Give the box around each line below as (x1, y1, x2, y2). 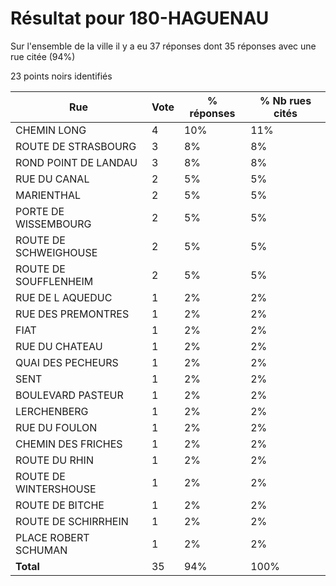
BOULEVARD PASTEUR (15, 388, 124, 402)
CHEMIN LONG (15, 123, 87, 137)
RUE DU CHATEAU (15, 339, 103, 353)
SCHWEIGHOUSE (15, 245, 98, 259)
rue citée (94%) (10, 50, 76, 62)
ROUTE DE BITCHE (15, 498, 105, 512)
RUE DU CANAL (15, 172, 90, 186)
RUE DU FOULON (15, 420, 98, 434)
